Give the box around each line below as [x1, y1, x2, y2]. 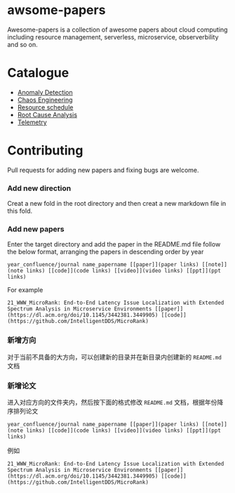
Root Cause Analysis [17, 110, 78, 119]
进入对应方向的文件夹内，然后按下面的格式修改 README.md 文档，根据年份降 [7, 398, 224, 406]
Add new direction [7, 183, 72, 193]
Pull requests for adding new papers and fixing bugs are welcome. [7, 166, 199, 174]
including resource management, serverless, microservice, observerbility [7, 32, 219, 41]
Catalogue [7, 65, 69, 81]
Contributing [7, 143, 83, 159]
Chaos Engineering [17, 96, 73, 104]
